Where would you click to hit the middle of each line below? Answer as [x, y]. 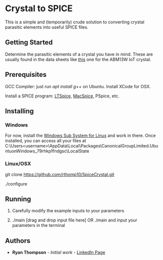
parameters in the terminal [38, 225]
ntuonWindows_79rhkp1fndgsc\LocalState [47, 151]
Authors [18, 241]
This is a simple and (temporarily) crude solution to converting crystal [75, 22]
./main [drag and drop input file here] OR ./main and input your [75, 220]
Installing [19, 111]
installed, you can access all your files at [46, 141]
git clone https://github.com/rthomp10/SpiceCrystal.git [60, 174]
